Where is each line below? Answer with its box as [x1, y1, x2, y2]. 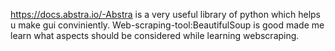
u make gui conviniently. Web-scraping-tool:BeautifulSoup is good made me [10, 19, 325, 31]
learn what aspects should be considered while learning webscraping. [10, 30, 300, 41]
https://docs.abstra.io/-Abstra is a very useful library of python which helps [10, 9, 322, 20]
